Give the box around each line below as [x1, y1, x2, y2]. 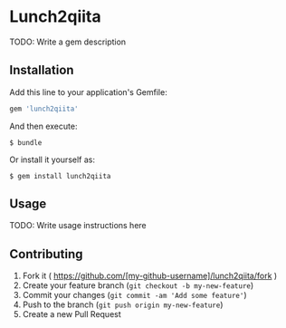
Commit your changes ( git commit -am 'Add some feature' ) [22, 290, 247, 301]
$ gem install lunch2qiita [9, 171, 111, 180]
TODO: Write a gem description [9, 36, 127, 47]
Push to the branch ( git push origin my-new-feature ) [22, 299, 224, 310]
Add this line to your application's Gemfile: [9, 86, 167, 97]
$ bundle [9, 138, 43, 147]
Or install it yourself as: [9, 154, 95, 165]
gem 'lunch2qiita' [9, 104, 79, 113]
